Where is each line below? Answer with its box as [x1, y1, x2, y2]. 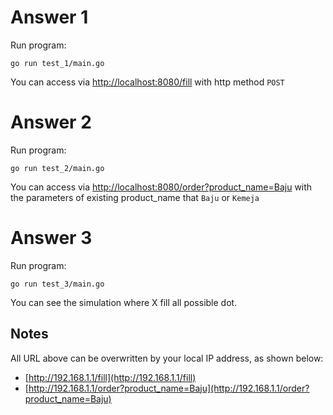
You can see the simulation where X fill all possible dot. [10, 296, 238, 308]
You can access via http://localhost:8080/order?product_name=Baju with [10, 181, 313, 193]
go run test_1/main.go [10, 58, 105, 68]
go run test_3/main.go [10, 279, 105, 289]
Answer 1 [10, 6, 89, 29]
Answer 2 [10, 111, 92, 134]
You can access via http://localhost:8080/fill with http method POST [10, 76, 285, 88]
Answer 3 [10, 227, 93, 250]
